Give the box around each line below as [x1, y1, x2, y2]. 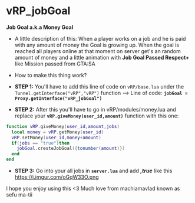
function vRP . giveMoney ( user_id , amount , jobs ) [6, 123, 120, 129]
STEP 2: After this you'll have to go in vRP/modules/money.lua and [14, 106, 177, 113]
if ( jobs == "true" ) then [11, 140, 70, 146]
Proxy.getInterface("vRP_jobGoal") [14, 96, 103, 102]
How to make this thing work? [14, 71, 87, 78]
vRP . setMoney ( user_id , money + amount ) [11, 135, 101, 140]
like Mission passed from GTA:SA [14, 60, 95, 67]
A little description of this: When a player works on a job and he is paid [14, 35, 186, 42]
